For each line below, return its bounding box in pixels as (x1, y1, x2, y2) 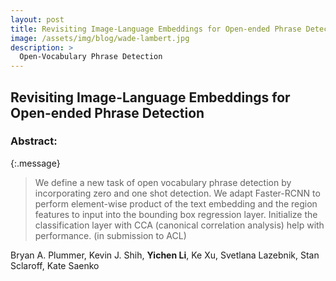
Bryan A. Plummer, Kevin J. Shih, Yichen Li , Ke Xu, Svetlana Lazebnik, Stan (10, 249, 320, 261)
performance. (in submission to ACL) (34, 229, 187, 241)
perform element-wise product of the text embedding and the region (34, 197, 318, 210)
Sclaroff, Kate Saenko (10, 259, 100, 271)
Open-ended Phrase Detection (10, 104, 205, 121)
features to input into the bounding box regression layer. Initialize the (34, 208, 318, 220)
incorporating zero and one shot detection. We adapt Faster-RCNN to (34, 187, 321, 199)
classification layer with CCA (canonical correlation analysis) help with (34, 219, 325, 231)
